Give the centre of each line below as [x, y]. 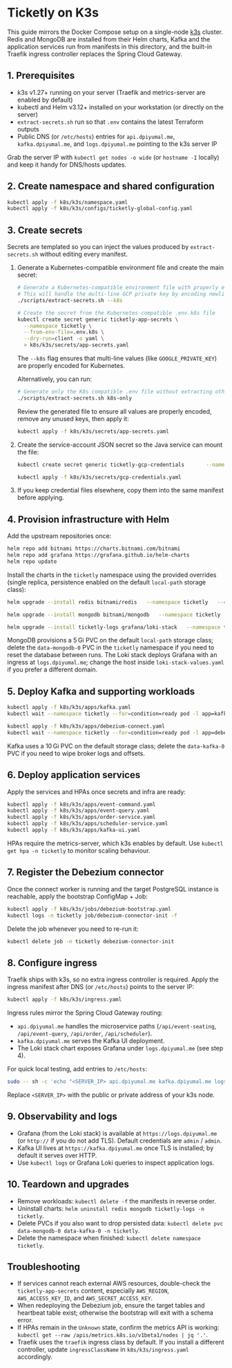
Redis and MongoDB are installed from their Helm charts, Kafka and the [109, 39]
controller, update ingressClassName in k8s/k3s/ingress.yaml [103, 1349]
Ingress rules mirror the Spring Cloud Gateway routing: [85, 1013]
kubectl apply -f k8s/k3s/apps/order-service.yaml [81, 817]
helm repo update [32, 562]
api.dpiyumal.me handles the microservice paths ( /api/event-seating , [117, 1026]
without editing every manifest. [84, 255]
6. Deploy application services [74, 775]
